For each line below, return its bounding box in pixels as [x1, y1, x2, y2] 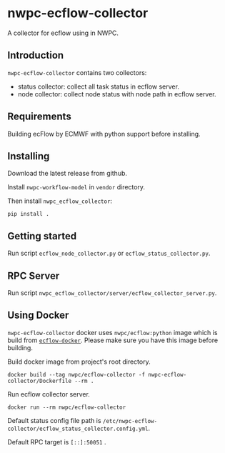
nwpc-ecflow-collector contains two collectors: [7, 68, 147, 76]
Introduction [7, 49, 64, 61]
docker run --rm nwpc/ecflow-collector [7, 404, 126, 411]
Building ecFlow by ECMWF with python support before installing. [7, 129, 201, 138]
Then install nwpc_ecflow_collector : [7, 196, 113, 205]
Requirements [7, 111, 71, 123]
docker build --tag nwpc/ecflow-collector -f [7, 371, 145, 378]
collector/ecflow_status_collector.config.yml [7, 425, 149, 432]
